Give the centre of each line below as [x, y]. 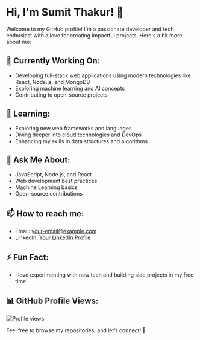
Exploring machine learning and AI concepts [70, 88]
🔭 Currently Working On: [53, 61]
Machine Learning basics [46, 187]
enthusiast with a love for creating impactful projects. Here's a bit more [94, 35]
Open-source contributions [49, 194]
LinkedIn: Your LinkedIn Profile [53, 237]
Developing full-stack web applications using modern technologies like [103, 75]
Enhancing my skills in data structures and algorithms [81, 141]
